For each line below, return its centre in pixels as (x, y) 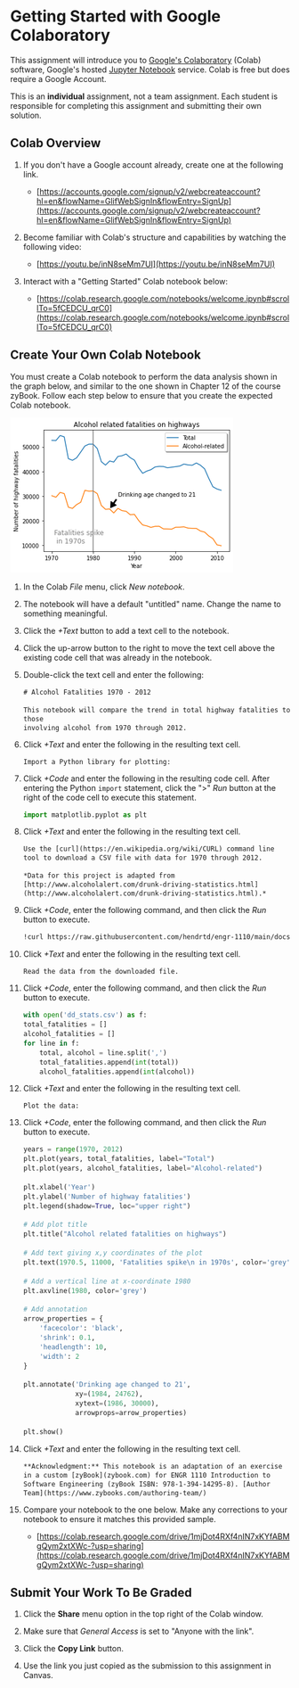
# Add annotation (55, 1309)
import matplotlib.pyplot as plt (85, 815)
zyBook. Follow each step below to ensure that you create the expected (141, 395)
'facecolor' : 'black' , (81, 1329)
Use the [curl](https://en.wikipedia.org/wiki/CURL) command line (149, 849)
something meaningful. (65, 613)
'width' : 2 (60, 1356)
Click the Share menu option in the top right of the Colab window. (143, 1614)
